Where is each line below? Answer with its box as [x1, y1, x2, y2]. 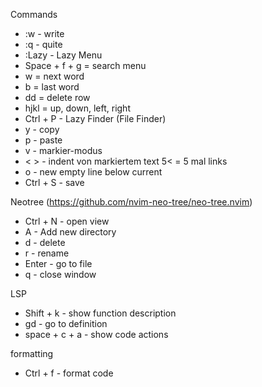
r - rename [24, 247, 70, 259]
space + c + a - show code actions [24, 329, 169, 340]
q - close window [24, 269, 97, 280]
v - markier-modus [24, 145, 103, 156]
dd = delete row [24, 92, 91, 103]
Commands [10, 9, 58, 20]
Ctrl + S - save [24, 177, 85, 188]
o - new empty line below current [24, 166, 163, 178]
